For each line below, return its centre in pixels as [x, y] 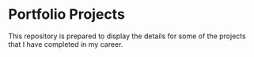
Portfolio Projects [66, 14]
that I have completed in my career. [66, 44]
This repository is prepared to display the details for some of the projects [127, 36]
